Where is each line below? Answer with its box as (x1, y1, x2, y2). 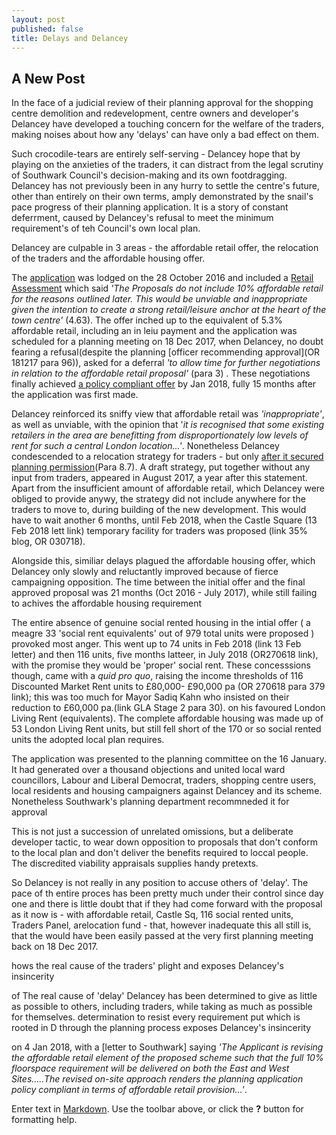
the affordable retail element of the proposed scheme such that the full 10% (11, 1052, 324, 1064)
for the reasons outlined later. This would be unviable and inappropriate (11, 293, 308, 305)
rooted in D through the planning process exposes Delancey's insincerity (11, 1022, 312, 1034)
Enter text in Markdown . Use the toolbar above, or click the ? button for (11, 1103, 304, 1115)
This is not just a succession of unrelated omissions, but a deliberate (11, 826, 294, 838)
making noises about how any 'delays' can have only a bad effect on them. (11, 129, 320, 141)
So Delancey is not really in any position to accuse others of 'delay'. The (11, 877, 309, 889)
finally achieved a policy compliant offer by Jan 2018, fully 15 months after (11, 378, 317, 390)
